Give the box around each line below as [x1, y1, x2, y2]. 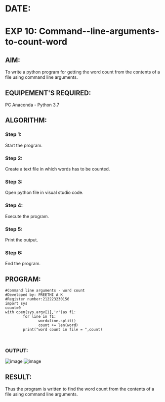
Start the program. [5, 142, 43, 148]
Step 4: [5, 202, 23, 209]
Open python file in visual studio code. [5, 189, 83, 196]
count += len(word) [38, 323, 79, 328]
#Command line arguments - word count [5, 288, 85, 293]
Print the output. [5, 236, 39, 243]
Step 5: [5, 226, 23, 232]
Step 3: [5, 178, 23, 185]
